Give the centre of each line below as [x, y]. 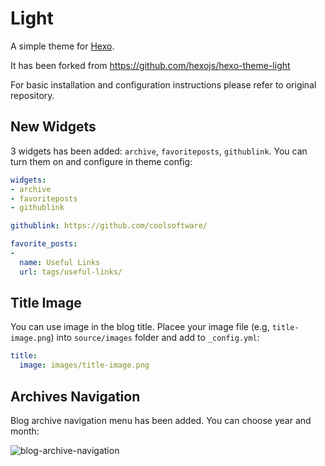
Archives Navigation [75, 396]
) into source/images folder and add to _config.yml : [155, 338]
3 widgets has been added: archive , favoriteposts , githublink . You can [159, 151]
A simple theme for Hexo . [62, 46]
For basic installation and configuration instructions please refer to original [163, 84]
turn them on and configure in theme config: [101, 161]
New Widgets [53, 127]
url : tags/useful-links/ [71, 272]
